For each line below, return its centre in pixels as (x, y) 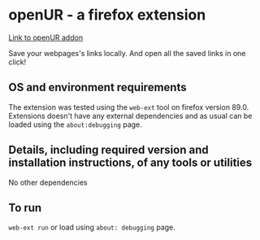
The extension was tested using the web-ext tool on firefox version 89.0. (129, 107)
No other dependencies (48, 182)
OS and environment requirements (97, 87)
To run (25, 208)
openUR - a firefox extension (107, 15)
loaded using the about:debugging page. (75, 124)
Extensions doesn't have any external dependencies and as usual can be (130, 116)
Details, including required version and (108, 150)
